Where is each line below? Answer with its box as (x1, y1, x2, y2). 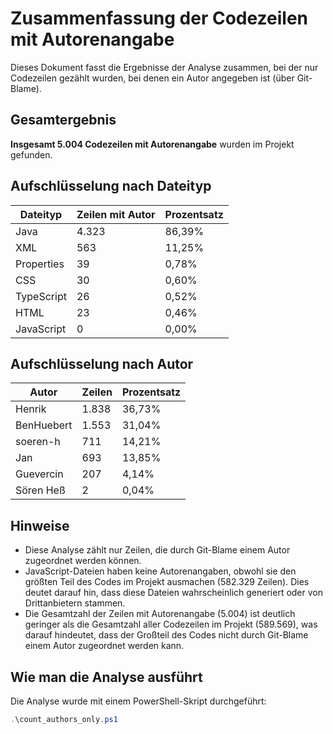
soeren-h (15, 435, 61, 449)
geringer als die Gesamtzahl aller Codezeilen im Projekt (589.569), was (24, 618, 318, 631)
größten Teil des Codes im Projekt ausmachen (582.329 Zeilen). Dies (24, 576, 310, 588)
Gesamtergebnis (10, 112, 117, 129)
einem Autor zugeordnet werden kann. (24, 640, 185, 652)
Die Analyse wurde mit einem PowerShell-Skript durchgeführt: (10, 695, 267, 707)
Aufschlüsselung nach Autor (10, 355, 194, 372)
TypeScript (15, 289, 67, 303)
